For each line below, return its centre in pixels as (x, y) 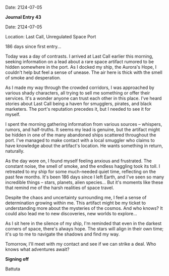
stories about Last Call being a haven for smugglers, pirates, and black (79, 104)
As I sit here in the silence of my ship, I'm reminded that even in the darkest (83, 223)
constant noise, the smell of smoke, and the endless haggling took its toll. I (83, 166)
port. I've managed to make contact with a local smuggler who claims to (80, 140)
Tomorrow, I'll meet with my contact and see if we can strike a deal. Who (81, 244)
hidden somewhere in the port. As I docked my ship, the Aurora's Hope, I (81, 67)
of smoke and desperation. (33, 78)
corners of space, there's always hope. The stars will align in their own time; (84, 229)
